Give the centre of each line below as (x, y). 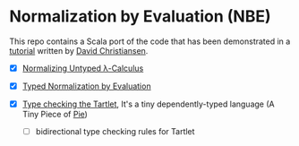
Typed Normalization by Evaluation (86, 86)
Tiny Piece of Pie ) (55, 115)
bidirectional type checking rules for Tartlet (115, 132)
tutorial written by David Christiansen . (79, 50)
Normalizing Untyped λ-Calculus (83, 68)
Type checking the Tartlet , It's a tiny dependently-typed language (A (148, 104)
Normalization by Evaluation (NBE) (140, 17)
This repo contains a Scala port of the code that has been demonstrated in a (150, 41)
